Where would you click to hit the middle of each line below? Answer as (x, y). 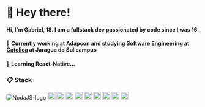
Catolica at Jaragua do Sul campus (51, 50)
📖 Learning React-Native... (41, 64)
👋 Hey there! (38, 12)
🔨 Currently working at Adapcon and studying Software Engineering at (98, 43)
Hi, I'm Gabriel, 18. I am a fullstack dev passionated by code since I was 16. (103, 29)
